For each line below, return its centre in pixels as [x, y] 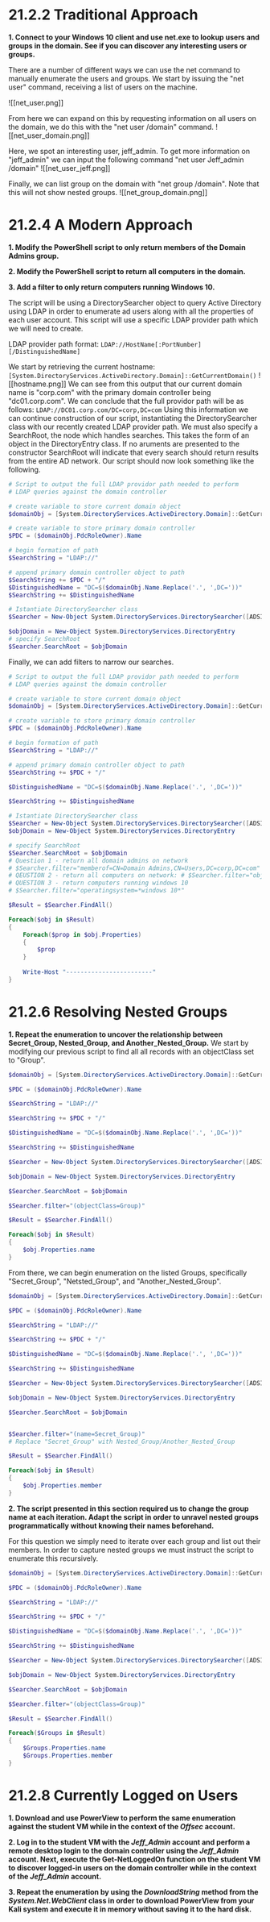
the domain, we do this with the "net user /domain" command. [111, 127]
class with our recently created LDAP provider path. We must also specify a [133, 426]
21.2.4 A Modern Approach [100, 225]
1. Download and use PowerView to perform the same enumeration [122, 1818]
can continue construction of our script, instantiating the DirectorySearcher [133, 418]
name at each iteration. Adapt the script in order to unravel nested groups [133, 1516]
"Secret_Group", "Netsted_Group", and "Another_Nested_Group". [115, 1281]
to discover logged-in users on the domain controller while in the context [133, 1867]
